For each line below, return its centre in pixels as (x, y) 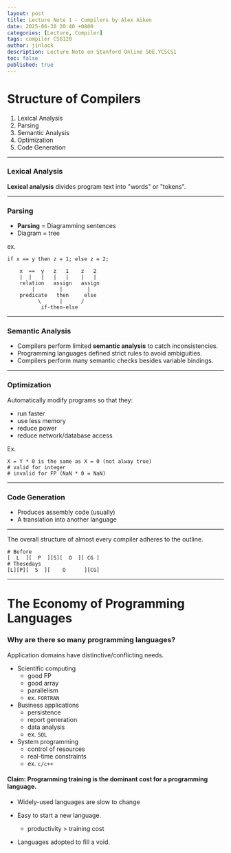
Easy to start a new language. (59, 815)
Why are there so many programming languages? (91, 640)
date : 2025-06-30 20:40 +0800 (51, 26)
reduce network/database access (65, 435)
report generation (52, 719)
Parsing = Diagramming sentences (66, 226)
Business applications (48, 705)
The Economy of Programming (96, 604)
